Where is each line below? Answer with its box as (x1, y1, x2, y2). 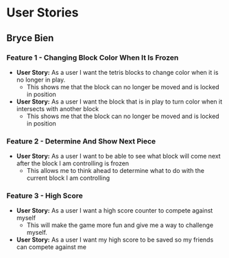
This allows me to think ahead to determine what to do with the (26, 167, 205, 175)
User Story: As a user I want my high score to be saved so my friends (16, 235, 214, 244)
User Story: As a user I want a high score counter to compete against (16, 207, 213, 215)
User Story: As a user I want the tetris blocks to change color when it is (16, 68, 219, 76)
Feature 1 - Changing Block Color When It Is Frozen (6, 53, 179, 62)
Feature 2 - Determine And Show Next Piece (6, 136, 156, 145)
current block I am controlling (26, 174, 110, 183)
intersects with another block (16, 104, 99, 113)
